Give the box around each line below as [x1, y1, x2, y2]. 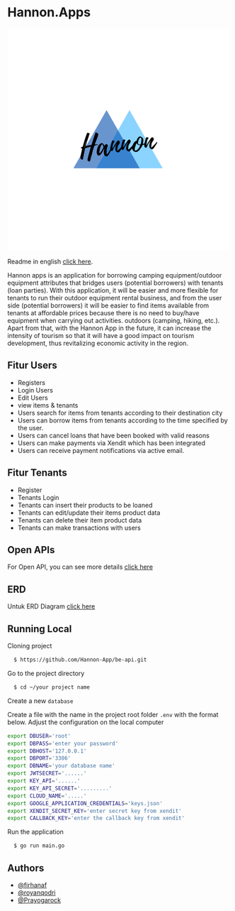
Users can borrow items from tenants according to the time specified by [17, 416, 228, 425]
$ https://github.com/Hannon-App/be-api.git [13, 656, 147, 663]
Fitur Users [7, 359, 58, 371]
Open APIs [7, 544, 55, 556]
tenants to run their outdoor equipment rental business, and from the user [7, 293, 222, 302]
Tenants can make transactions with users [17, 523, 142, 532]
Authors [7, 862, 45, 874]
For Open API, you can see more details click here [7, 562, 154, 572]
